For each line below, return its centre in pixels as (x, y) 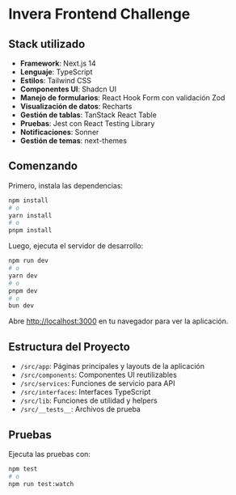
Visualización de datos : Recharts (76, 106)
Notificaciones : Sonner (59, 132)
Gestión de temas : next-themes (74, 141)
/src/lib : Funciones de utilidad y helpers (88, 400)
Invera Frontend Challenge (99, 14)
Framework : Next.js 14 (58, 63)
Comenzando (43, 166)
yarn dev (23, 276)
